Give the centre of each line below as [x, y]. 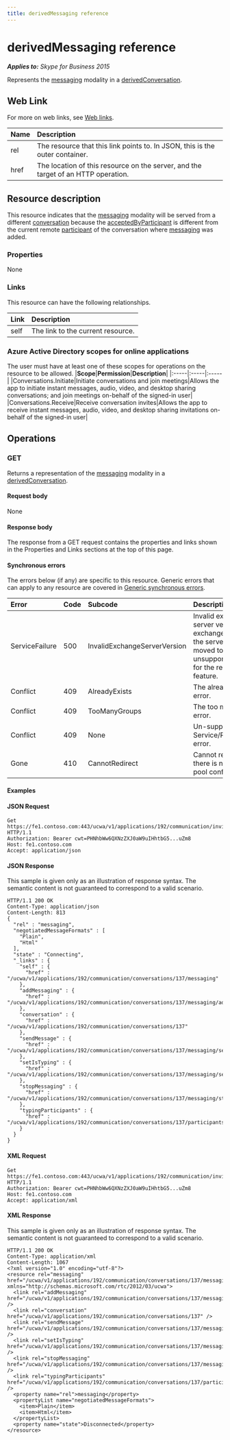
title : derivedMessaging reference [58, 13]
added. [17, 237]
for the [204, 667]
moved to [208, 650]
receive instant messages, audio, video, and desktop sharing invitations [108, 410]
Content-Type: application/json [53, 907]
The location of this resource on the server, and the [119, 166]
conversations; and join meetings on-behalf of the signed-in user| [100, 395]
